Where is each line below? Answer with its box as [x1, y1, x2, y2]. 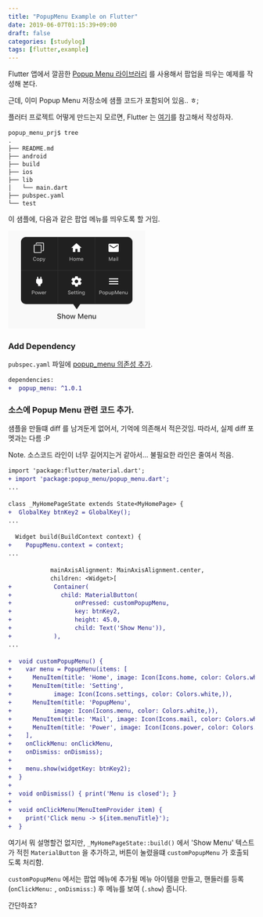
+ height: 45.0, [8, 616, 121, 624]
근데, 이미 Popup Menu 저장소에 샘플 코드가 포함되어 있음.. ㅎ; [8, 96, 200, 105]
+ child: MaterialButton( [8, 591, 139, 599]
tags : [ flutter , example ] [8, 45, 89, 54]
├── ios [8, 169, 34, 176]
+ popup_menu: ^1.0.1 [8, 384, 82, 392]
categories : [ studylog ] [8, 38, 86, 45]
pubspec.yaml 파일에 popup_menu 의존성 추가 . [8, 359, 153, 369]
